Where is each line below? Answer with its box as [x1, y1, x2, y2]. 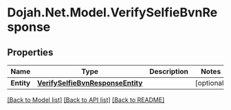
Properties [7, 46, 54, 58]
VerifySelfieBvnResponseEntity [36, 79, 143, 87]
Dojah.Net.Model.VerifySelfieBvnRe [7, 5, 218, 20]
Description [148, 67, 189, 76]
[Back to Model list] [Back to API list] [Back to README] [7, 96, 165, 104]
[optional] [195, 79, 227, 87]
